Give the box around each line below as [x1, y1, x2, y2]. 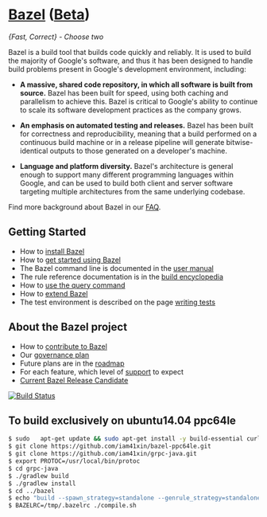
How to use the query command [19, 280, 126, 290]
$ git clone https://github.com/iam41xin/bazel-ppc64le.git [8, 442, 212, 451]
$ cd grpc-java [8, 464, 59, 472]
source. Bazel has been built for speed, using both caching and [19, 88, 229, 97]
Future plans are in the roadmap [19, 358, 125, 368]
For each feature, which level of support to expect [19, 366, 184, 376]
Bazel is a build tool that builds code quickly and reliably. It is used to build [8, 47, 252, 57]
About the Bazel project [8, 320, 128, 334]
